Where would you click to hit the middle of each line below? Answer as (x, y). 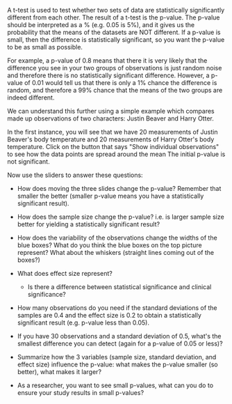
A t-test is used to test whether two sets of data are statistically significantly (116, 10)
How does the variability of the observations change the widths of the (117, 238)
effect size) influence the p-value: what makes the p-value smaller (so (117, 364)
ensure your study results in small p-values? (81, 393)
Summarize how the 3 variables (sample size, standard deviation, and (117, 357)
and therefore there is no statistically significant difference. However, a (108, 75)
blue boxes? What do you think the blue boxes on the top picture (110, 245)
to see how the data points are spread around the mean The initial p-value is (116, 154)
